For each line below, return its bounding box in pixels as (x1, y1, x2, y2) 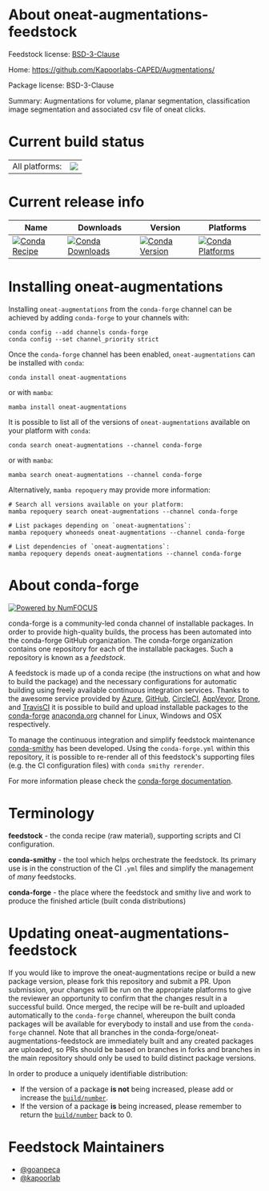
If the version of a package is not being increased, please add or (19, 1084, 234, 1094)
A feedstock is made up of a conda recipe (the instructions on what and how (8, 668, 261, 678)
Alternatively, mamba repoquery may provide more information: (8, 484, 211, 495)
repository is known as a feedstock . (8, 652, 126, 662)
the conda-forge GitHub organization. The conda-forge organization (8, 635, 234, 645)
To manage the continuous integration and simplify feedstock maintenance (8, 735, 255, 744)
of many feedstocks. (8, 871, 77, 881)
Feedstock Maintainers (8, 1138, 165, 1156)
